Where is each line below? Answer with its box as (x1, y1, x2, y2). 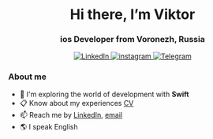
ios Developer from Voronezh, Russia (60, 34, 205, 45)
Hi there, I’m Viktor (69, 6, 196, 24)
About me (8, 71, 47, 82)
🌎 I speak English (19, 122, 79, 131)
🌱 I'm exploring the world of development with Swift (19, 89, 189, 99)
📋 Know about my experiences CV (19, 98, 134, 107)
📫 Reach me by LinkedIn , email (19, 110, 123, 119)
